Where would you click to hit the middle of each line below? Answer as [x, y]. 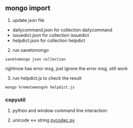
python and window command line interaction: [60, 111]
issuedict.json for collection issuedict [50, 35]
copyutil [15, 100]
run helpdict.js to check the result [47, 78]
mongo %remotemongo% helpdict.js [40, 87]
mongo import [28, 8]
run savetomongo [30, 50]
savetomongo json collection [35, 59]
